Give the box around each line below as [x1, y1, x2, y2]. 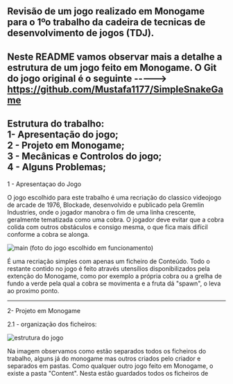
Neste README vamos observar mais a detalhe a [7, 51, 223, 62]
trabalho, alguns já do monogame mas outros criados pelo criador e [7, 354, 201, 362]
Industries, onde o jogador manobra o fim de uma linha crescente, [7, 208, 196, 216]
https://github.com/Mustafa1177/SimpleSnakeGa [7, 83, 224, 95]
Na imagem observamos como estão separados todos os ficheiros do [7, 347, 207, 355]
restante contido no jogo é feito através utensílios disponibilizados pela [7, 264, 210, 273]
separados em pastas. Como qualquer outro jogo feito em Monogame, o [7, 361, 214, 370]
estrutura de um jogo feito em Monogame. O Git [7, 62, 217, 74]
